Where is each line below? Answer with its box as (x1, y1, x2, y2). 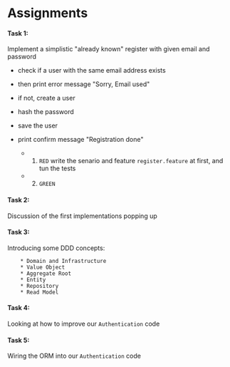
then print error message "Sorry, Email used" (17, 80, 150, 88)
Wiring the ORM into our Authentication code (7, 351, 141, 361)
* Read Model (20, 289, 59, 296)
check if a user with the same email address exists (17, 66, 166, 75)
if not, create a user (17, 94, 76, 103)
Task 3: (7, 228, 30, 237)
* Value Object (20, 264, 66, 271)
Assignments (7, 5, 88, 21)
